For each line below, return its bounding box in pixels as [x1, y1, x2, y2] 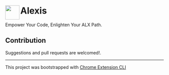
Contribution [5, 36, 46, 45]
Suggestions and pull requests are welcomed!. [5, 49, 102, 55]
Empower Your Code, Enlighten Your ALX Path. [5, 22, 102, 28]
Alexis [20, 5, 47, 17]
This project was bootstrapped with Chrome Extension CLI [5, 64, 126, 70]
